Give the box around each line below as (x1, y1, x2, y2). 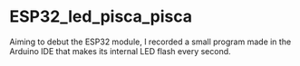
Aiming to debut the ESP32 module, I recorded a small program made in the (9, 36, 292, 47)
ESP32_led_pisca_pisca (9, 6, 193, 27)
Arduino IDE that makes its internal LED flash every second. (9, 45, 231, 56)
